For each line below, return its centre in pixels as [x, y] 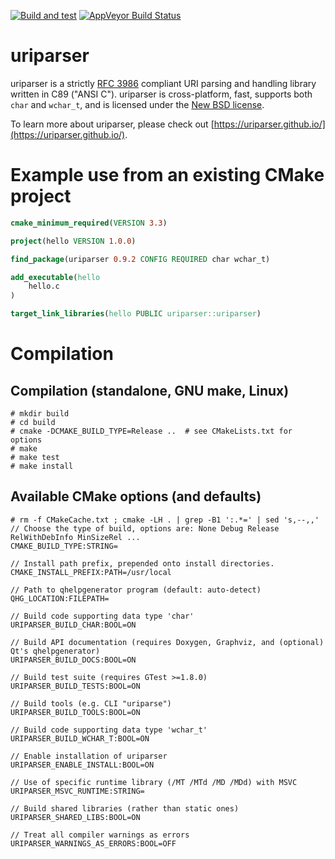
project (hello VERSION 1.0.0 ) [73, 241]
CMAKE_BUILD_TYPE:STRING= [64, 546]
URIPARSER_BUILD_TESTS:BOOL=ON [75, 686]
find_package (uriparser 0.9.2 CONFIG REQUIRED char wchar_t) [140, 259]
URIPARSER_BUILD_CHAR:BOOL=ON [73, 625]
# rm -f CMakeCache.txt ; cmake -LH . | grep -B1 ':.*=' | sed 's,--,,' [165, 520]
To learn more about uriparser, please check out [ [112, 124]
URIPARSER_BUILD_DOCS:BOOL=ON [73, 660]
